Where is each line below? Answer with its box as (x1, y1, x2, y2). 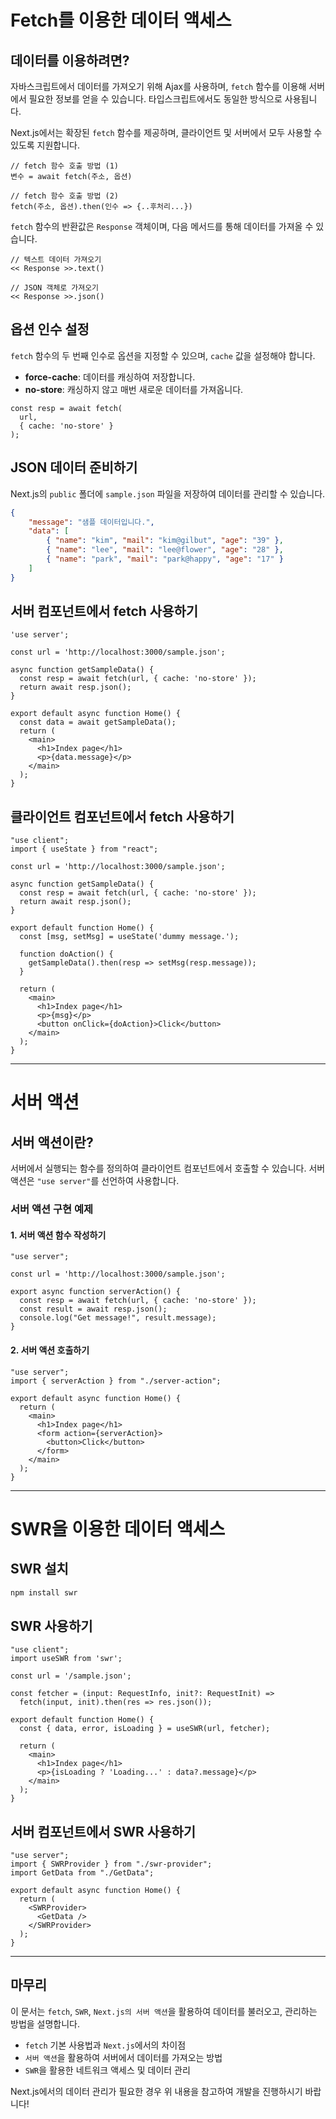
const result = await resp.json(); (19, 1304, 168, 1315)
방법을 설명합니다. (10, 2017, 81, 2030)
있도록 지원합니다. (10, 139, 81, 151)
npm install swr (10, 1587, 78, 1598)
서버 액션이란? (10, 1134, 94, 1151)
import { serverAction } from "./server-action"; (10, 1376, 222, 1386)
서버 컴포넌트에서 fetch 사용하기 (10, 603, 199, 620)
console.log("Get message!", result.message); (19, 1313, 217, 1323)
